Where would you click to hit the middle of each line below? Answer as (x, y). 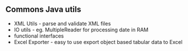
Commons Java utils (43, 10)
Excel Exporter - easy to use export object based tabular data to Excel (98, 42)
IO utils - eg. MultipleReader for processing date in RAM (81, 30)
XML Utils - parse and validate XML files (62, 23)
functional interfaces (39, 36)
